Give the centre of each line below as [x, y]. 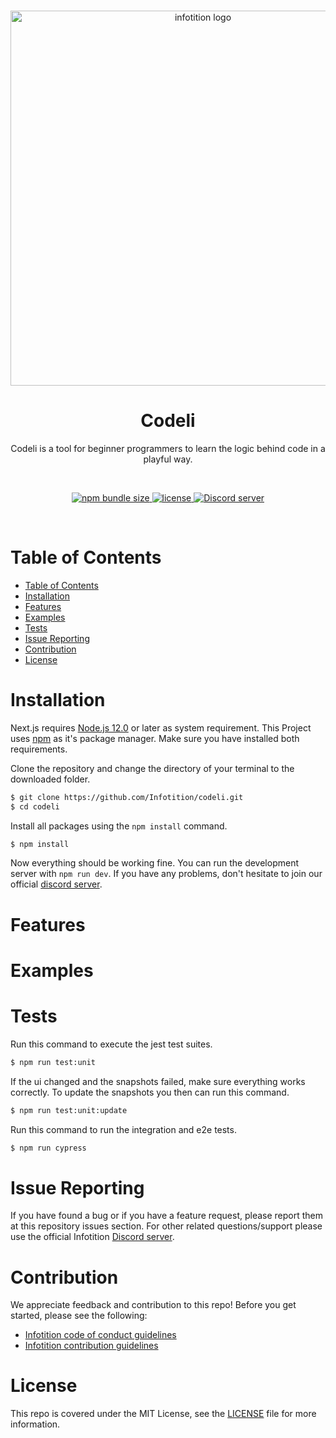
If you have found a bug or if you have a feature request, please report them [167, 1216]
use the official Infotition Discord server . [92, 1237]
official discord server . [56, 884]
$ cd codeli [35, 806]
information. [35, 1424]
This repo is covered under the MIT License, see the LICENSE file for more [163, 1414]
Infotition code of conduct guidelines [100, 1335]
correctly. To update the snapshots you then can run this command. [150, 1092]
